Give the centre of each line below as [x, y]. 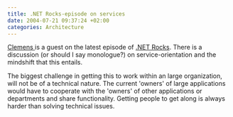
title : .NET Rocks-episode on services [66, 14]
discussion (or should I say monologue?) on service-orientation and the [112, 55]
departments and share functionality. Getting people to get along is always [116, 99]
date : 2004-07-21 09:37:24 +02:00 [59, 21]
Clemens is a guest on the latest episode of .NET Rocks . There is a [105, 48]
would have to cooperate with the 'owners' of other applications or [105, 91]
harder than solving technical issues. [61, 106]
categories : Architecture [45, 27]
